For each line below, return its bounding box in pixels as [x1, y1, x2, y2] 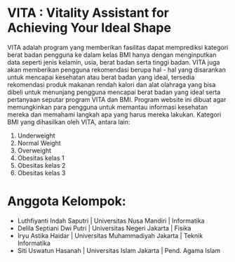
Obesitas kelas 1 [17, 153, 65, 162]
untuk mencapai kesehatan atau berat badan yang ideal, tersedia [7, 72, 195, 81]
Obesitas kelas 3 [17, 169, 66, 177]
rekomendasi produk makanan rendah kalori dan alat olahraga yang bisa [7, 80, 216, 89]
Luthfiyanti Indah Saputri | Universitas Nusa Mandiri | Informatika [17, 216, 205, 225]
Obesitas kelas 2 [17, 161, 66, 169]
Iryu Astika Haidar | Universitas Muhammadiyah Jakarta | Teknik [17, 231, 203, 240]
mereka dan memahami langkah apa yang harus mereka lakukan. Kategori [7, 110, 222, 119]
